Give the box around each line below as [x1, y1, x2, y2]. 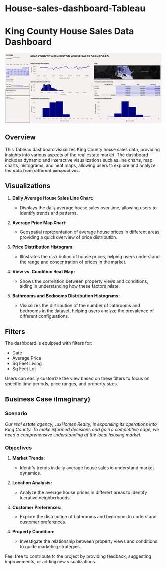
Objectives [5, 444, 32, 451]
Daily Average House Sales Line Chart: [12, 195, 94, 201]
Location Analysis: [12, 480, 52, 486]
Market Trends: [12, 455, 45, 461]
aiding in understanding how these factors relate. [19, 283, 120, 289]
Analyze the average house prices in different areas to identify [19, 489, 147, 496]
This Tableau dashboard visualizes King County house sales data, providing [5, 146, 160, 152]
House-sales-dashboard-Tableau [5, 3, 146, 14]
